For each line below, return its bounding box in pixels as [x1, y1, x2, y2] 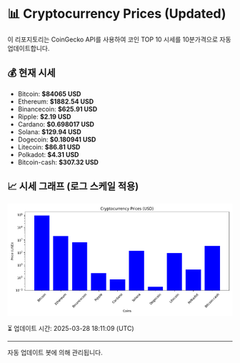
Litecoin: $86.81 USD [17, 142, 81, 151]
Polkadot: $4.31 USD [17, 150, 79, 159]
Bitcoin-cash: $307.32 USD [17, 158, 99, 166]
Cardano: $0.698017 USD [17, 119, 95, 129]
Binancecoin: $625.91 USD [17, 104, 98, 113]
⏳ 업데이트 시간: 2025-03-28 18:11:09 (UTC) [7, 324, 134, 332]
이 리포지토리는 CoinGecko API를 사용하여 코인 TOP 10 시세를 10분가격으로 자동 [7, 35, 231, 44]
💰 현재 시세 [7, 67, 56, 79]
